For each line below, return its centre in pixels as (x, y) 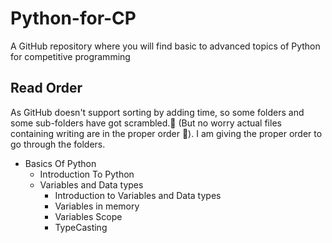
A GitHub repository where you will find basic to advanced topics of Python (165, 46)
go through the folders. (58, 144)
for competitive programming (70, 56)
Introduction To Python (87, 174)
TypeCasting (81, 227)
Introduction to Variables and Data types (138, 195)
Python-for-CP (73, 18)
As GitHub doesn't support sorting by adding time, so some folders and (157, 112)
